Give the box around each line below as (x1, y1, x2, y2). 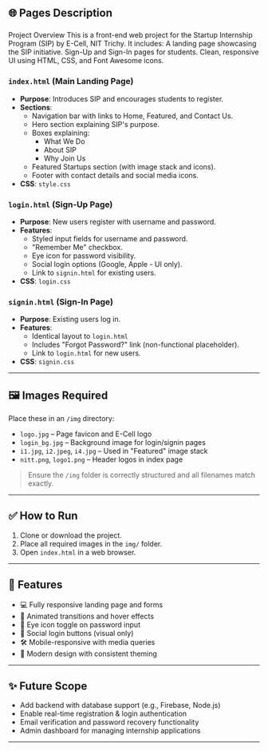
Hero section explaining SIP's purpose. (31, 119, 160, 129)
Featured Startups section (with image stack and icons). (31, 161, 216, 171)
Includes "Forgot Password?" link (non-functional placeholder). (31, 340, 239, 350)
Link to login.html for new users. (31, 348, 141, 358)
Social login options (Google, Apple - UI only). (31, 259, 183, 268)
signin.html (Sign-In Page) (8, 296, 114, 307)
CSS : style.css (19, 179, 71, 189)
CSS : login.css (19, 276, 71, 286)
